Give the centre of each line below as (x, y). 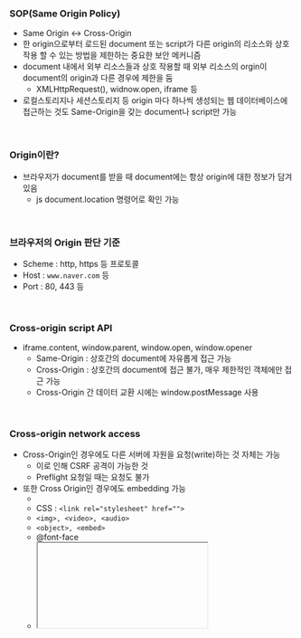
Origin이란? (34, 155)
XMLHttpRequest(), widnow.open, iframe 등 (117, 90)
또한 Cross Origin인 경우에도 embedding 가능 (104, 489)
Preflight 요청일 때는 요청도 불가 (93, 477)
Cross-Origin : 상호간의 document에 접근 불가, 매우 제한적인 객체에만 (159, 370)
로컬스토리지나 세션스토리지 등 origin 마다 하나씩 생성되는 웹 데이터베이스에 (155, 100)
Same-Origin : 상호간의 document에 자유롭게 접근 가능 (134, 358)
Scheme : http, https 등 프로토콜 (81, 263)
